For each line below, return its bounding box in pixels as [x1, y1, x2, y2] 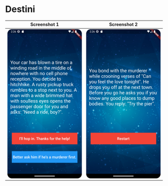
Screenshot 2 [109, 22, 138, 28]
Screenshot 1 [30, 22, 59, 28]
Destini [5, 4, 35, 15]
